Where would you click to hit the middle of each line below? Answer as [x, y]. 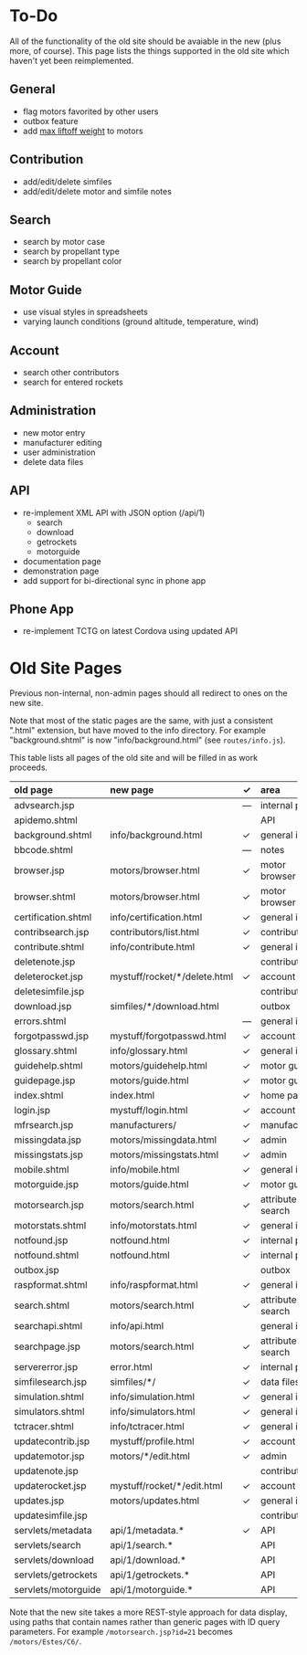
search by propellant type [71, 251]
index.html [132, 1095]
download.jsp [43, 1007]
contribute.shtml [49, 947]
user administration [59, 452]
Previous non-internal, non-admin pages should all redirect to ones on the [148, 693]
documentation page [62, 561]
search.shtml [42, 1305]
